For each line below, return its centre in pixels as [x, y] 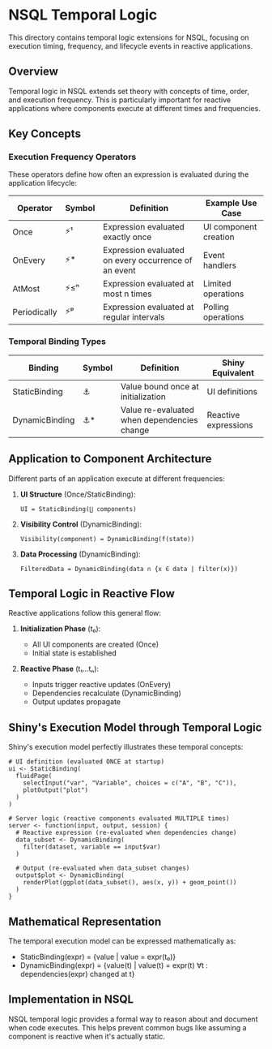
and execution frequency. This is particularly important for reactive [120, 100]
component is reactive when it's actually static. [87, 1036]
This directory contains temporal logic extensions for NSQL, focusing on [129, 37]
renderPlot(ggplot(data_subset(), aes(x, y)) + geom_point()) [130, 883]
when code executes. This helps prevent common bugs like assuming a [127, 1027]
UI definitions [232, 391]
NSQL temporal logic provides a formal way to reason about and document [133, 1019]
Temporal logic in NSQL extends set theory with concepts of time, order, [129, 91]
